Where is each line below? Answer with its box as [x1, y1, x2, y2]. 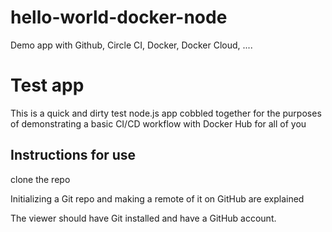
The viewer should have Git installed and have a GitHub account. [10, 212, 277, 224]
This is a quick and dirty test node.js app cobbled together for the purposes [10, 107, 322, 119]
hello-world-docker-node [10, 6, 228, 29]
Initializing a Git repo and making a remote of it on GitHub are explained [10, 192, 305, 205]
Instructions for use [10, 147, 137, 164]
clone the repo [10, 173, 71, 185]
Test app [10, 74, 85, 97]
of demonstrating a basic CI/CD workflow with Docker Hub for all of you [10, 117, 307, 130]
